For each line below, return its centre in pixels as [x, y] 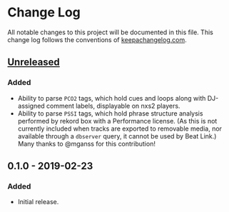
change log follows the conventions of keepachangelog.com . [97, 39]
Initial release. [38, 202]
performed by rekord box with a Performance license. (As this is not [117, 121]
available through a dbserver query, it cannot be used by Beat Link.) [117, 136]
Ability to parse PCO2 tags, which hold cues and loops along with [112, 98]
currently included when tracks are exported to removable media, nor [120, 128]
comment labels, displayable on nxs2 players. [113, 106]
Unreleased [34, 62]
